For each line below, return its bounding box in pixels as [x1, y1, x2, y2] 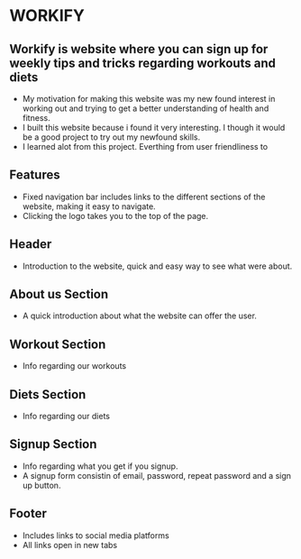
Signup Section [9, 436, 97, 452]
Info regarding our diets [22, 411, 111, 422]
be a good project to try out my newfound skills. [22, 132, 201, 142]
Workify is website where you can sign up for [9, 41, 269, 57]
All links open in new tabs [22, 539, 118, 550]
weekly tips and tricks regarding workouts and [9, 55, 277, 70]
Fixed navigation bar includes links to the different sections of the [22, 191, 266, 202]
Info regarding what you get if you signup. [22, 461, 178, 472]
